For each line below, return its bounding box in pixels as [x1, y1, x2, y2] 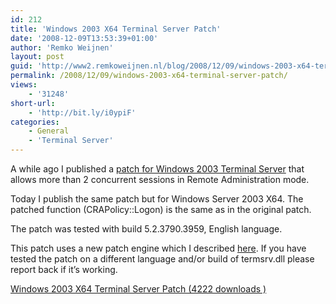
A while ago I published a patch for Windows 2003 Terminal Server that [10, 163, 305, 175]
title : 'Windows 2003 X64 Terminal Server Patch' [10, 24, 222, 34]
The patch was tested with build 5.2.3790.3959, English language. [10, 223, 283, 235]
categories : [10, 117, 60, 127]
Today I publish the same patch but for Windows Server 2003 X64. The [10, 193, 304, 205]
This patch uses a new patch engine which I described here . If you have [10, 242, 307, 254]
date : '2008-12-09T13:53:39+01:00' [10, 33, 159, 43]
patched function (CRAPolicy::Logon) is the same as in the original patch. [10, 204, 312, 215]
